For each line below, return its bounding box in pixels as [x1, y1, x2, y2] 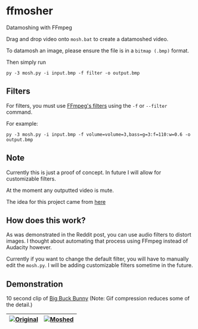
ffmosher [6, 4, 54, 18]
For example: [6, 120, 39, 127]
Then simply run [6, 58, 47, 66]
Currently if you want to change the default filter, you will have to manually [6, 255, 189, 263]
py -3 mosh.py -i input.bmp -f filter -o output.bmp [6, 70, 140, 76]
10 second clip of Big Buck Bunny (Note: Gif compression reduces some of [6, 295, 190, 302]
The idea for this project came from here [6, 198, 106, 205]
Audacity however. [6, 244, 52, 251]
